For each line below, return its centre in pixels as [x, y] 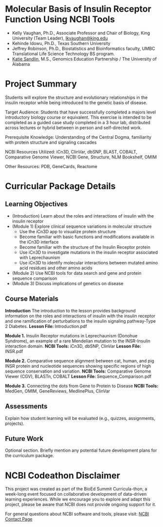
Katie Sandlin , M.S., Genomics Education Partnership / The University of [84, 59]
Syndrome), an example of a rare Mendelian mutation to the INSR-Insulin [78, 341]
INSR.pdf [14, 351]
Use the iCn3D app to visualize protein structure [67, 231]
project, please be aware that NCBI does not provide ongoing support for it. [81, 505]
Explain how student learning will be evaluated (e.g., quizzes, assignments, [80, 418]
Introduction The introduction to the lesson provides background [70, 310]
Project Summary [41, 84]
